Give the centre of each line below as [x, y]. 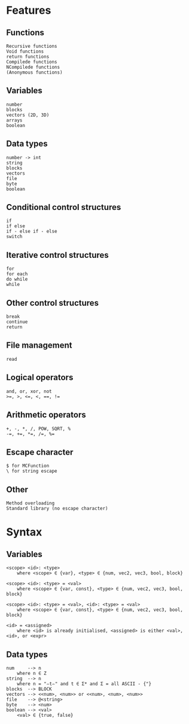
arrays [14, 120]
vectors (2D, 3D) [28, 115]
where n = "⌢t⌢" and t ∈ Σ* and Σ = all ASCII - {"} [84, 684]
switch [14, 237]
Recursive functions [32, 46]
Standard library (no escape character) [57, 509]
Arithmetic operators [46, 415]
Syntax [24, 532]
